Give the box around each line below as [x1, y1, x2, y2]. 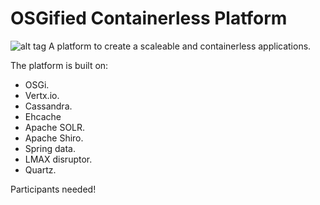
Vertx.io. [24, 89, 60, 101]
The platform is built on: [10, 59, 109, 71]
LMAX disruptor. [24, 153, 93, 165]
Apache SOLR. [24, 121, 86, 133]
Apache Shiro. [24, 132, 84, 144]
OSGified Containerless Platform [10, 7, 288, 30]
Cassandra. [24, 100, 73, 112]
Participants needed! [10, 183, 97, 195]
